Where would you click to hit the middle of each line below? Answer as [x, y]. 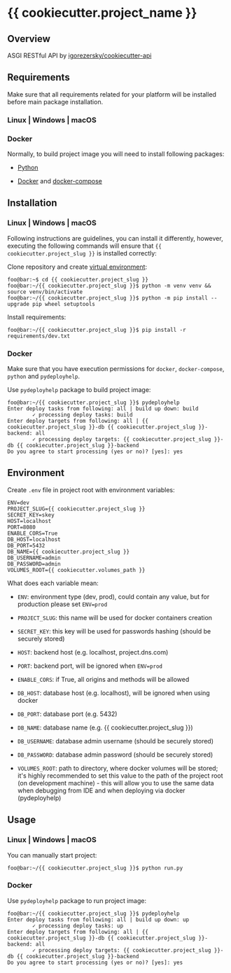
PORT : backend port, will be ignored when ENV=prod [90, 666]
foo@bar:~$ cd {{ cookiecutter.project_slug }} [78, 279]
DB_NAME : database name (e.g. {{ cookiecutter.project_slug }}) [105, 727]
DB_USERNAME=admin [34, 558]
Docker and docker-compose [60, 181]
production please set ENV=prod [62, 604]
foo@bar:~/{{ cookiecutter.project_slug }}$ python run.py [95, 868]
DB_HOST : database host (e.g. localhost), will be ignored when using [113, 693]
